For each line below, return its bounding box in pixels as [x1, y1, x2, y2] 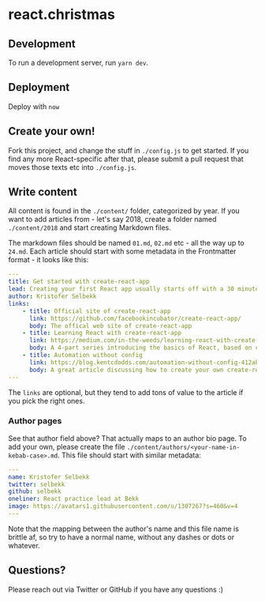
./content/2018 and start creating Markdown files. [8, 223, 171, 232]
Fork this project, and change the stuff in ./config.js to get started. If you [8, 145, 249, 155]
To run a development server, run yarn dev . [8, 58, 148, 67]
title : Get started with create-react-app [8, 278, 150, 286]
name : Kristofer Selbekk [8, 472, 90, 481]
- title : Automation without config [22, 352, 144, 359]
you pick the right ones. [8, 396, 85, 405]
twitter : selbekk [8, 480, 65, 488]
